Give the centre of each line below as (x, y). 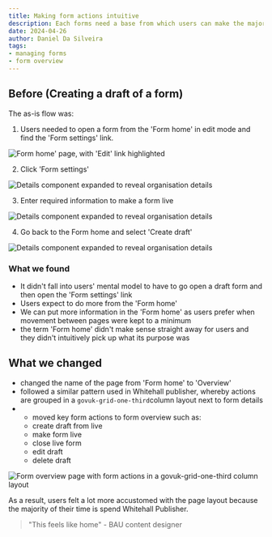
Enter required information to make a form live (97, 200)
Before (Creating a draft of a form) (96, 94)
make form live (57, 434)
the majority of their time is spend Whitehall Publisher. (98, 509)
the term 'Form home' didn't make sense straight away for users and (134, 329)
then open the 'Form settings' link (76, 294)
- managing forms (38, 53)
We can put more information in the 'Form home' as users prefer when (137, 312)
